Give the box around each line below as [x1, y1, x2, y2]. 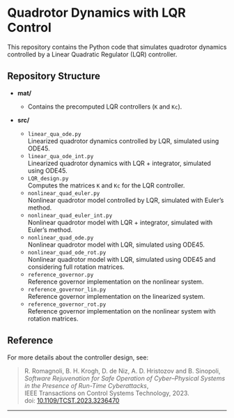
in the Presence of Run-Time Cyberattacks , [24, 381, 149, 389]
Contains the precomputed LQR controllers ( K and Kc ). [27, 102, 182, 111]
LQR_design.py [27, 175, 69, 182]
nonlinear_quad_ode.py [27, 234, 94, 241]
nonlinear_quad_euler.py [27, 189, 100, 196]
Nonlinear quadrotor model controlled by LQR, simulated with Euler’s [27, 196, 224, 204]
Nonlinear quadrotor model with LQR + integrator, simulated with [27, 218, 213, 226]
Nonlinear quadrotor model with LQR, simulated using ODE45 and [27, 255, 216, 263]
